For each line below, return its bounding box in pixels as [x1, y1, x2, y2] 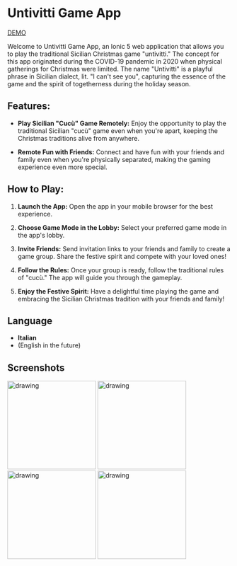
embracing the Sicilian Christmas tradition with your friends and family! [17, 294, 225, 303]
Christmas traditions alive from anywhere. [17, 134, 140, 142]
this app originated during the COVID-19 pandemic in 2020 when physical [7, 57, 223, 65]
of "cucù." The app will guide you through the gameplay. [17, 273, 183, 282]
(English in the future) [17, 341, 81, 350]
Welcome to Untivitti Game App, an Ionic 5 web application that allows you [7, 42, 224, 50]
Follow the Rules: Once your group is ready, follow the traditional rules [17, 265, 224, 274]
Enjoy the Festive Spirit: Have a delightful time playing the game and [17, 287, 219, 295]
